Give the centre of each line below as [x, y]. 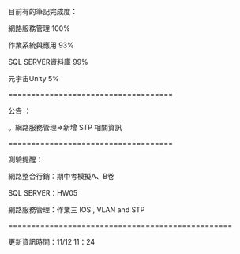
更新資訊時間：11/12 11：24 [52, 242]
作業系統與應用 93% [41, 45]
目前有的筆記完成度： [43, 11]
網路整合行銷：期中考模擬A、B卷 [61, 176]
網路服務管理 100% [39, 28]
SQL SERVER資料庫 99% [48, 62]
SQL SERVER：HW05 [43, 193]
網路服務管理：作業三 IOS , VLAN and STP [77, 210]
